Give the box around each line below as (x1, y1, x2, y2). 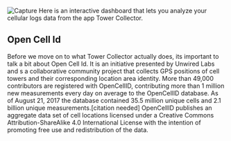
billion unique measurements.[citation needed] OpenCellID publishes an (7, 104, 213, 112)
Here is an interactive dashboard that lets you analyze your (38, 7, 207, 15)
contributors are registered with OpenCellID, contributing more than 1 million (7, 82, 225, 90)
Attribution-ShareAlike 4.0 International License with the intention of (7, 118, 201, 126)
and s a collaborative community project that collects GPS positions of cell (7, 66, 220, 75)
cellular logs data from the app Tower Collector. (7, 14, 144, 22)
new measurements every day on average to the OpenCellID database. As (7, 88, 219, 97)
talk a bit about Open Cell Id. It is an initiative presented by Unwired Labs (7, 59, 215, 68)
